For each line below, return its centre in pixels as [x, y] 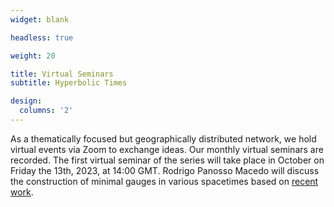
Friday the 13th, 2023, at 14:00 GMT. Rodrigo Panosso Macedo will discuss [165, 170]
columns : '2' [46, 111]
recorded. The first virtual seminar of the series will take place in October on [167, 160]
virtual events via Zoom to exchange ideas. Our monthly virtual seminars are [167, 149]
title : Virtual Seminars [62, 74]
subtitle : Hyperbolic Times [69, 83]
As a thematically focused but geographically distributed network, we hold [163, 138]
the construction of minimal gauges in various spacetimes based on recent [164, 181]
